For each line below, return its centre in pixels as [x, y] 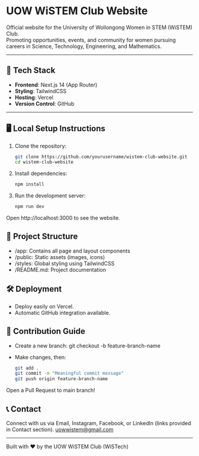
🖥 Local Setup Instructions [56, 129]
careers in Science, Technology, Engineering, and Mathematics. [84, 46]
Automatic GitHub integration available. [62, 312]
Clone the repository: [41, 146]
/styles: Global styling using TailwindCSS [65, 263]
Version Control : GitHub [44, 103]
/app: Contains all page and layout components [72, 251]
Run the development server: [50, 196]
